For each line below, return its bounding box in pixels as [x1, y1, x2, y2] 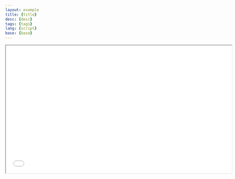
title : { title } [5, 12, 37, 17]
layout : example [5, 7, 39, 13]
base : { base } [5, 31, 33, 36]
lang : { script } [5, 26, 37, 31]
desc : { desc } [5, 17, 33, 22]
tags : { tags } [5, 21, 33, 27]
